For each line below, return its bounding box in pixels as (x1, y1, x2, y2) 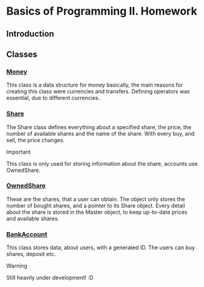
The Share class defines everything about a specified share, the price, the (6, 123, 192, 130)
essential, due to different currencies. (6, 94, 100, 102)
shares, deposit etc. (6, 250, 56, 258)
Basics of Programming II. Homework (6, 4, 197, 18)
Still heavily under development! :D (6, 274, 93, 282)
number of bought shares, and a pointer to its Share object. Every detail (6, 202, 185, 209)
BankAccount (6, 230, 47, 238)
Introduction (6, 29, 55, 39)
